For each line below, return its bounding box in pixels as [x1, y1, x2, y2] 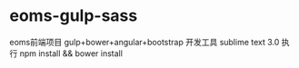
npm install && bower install [19, 47, 123, 59]
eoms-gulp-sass [9, 5, 138, 26]
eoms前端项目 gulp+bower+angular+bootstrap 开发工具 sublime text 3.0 [9, 36, 280, 47]
